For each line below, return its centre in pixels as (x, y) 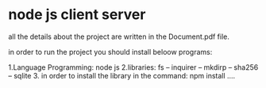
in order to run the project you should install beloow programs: (110, 52)
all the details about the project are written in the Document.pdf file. (119, 36)
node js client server (77, 15)
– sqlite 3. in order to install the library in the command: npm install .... (122, 75)
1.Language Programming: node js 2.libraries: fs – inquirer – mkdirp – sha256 (133, 67)
